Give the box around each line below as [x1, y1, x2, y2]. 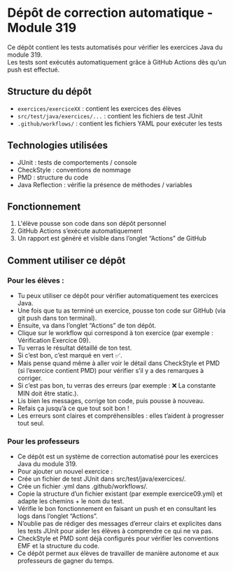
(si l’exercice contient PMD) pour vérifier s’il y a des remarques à [17, 367, 204, 375]
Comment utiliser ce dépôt [7, 254, 126, 266]
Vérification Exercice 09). [17, 336, 91, 345]
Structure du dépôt [7, 86, 92, 97]
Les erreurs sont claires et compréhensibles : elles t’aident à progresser [17, 411, 225, 420]
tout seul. [17, 419, 45, 428]
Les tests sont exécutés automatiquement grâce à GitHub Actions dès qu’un [7, 57, 227, 66]
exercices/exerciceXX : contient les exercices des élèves [17, 104, 182, 113]
